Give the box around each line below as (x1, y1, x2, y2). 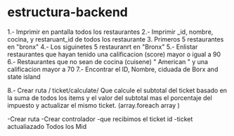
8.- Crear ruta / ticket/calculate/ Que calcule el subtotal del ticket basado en (7, 86, 227, 94)
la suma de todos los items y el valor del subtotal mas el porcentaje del (7, 93, 212, 102)
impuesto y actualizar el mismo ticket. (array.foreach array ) (7, 101, 181, 109)
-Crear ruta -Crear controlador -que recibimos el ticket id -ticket (7, 114, 193, 123)
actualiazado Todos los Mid (7, 122, 87, 130)
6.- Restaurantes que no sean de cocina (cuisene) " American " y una (7, 57, 209, 66)
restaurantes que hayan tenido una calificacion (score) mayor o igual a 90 (7, 50, 221, 58)
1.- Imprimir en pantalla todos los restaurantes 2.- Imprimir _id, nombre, (7, 27, 214, 36)
